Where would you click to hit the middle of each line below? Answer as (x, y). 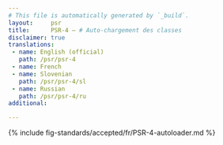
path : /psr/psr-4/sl (53, 81)
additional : (28, 103)
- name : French (36, 67)
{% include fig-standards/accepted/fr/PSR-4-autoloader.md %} (112, 133)
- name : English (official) (58, 52)
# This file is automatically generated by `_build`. (99, 15)
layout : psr (35, 23)
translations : (32, 45)
